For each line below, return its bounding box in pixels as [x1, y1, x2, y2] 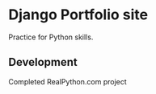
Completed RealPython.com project [8, 76, 127, 86]
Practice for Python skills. [8, 32, 94, 42]
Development [8, 55, 78, 69]
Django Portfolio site [8, 6, 148, 24]
